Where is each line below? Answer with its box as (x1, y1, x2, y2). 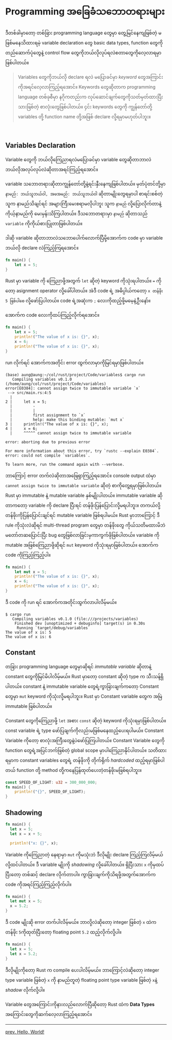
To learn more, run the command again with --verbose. (5, 462, 125, 467)
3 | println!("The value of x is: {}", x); (5, 421, 109, 427)
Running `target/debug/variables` (16, 625, 91, 631)
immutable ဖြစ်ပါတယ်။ (5, 703, 53, 709)
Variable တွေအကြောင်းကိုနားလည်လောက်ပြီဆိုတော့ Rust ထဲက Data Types (5, 1001, 155, 1007)
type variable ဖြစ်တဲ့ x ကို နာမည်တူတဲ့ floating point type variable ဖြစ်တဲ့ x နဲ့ (5, 977, 158, 983)
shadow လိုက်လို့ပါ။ (5, 987, 45, 993)
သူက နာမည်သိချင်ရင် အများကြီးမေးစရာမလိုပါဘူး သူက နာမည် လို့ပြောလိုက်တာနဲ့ (5, 200, 162, 207)
